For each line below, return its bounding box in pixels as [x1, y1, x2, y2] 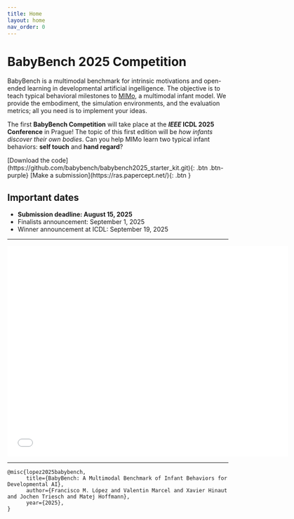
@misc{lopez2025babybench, [7, 468, 86, 476]
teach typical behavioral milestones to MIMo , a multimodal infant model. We [7, 92, 227, 100]
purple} [7, 171, 29, 180]
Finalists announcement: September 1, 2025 [17, 218, 145, 226]
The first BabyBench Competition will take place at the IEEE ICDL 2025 [7, 120, 215, 129]
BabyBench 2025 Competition [7, 53, 187, 70]
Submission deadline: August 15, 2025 [17, 210, 133, 218]
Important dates [7, 191, 79, 204]
